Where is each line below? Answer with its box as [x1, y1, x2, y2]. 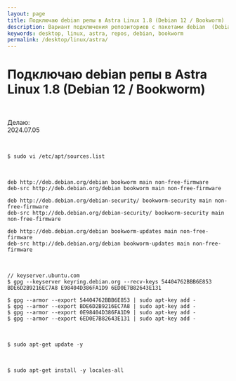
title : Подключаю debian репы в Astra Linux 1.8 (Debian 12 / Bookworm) [7, 17, 225, 24]
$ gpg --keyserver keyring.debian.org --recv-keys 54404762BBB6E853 [7, 279, 212, 286]
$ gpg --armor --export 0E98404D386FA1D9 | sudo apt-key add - [7, 309, 197, 316]
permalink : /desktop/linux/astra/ [7, 36, 109, 44]
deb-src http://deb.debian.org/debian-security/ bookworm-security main [7, 210, 225, 217]
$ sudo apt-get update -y [7, 341, 83, 348]
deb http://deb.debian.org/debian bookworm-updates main [7, 228, 178, 235]
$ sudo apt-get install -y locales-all [7, 367, 124, 374]
